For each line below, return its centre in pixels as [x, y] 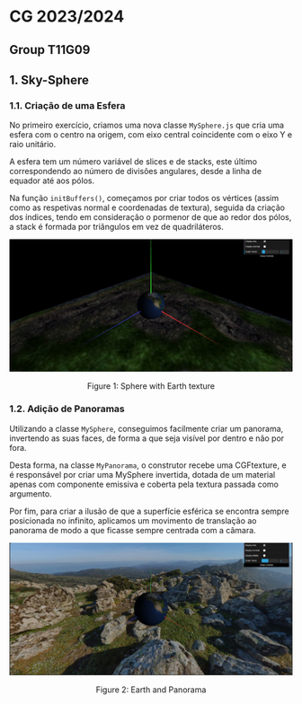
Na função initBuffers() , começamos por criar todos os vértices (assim [144, 198]
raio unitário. [33, 145]
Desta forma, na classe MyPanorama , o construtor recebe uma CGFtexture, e [148, 465]
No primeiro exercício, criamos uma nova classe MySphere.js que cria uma [147, 125]
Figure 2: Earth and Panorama [151, 690]
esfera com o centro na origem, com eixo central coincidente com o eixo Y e [151, 135]
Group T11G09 [50, 50]
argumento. [31, 493]
